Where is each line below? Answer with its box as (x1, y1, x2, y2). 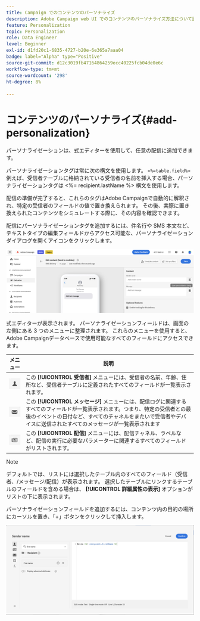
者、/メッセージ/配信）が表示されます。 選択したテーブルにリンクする (6, 477, 177, 485)
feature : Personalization (6, 22, 70, 28)
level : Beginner (6, 41, 46, 47)
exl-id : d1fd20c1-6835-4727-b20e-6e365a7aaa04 (6, 48, 124, 54)
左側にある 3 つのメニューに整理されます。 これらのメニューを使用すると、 (6, 327, 190, 334)
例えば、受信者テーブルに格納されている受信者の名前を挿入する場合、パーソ (6, 175, 193, 182)
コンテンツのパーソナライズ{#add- (6, 113, 177, 127)
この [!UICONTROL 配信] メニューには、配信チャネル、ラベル (26, 430, 177, 437)
